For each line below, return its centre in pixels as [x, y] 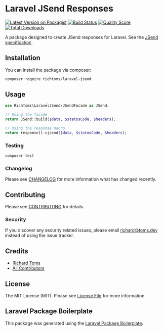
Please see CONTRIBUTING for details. [45, 207]
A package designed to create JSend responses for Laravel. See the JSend [81, 37]
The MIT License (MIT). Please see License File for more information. [75, 296]
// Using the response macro [35, 128]
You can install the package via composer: [48, 70]
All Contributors [28, 268]
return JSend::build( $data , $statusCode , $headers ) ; [61, 119]
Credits [17, 251]
